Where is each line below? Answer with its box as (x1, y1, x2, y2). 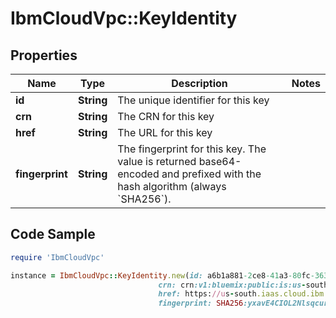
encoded (117, 167, 160, 181)
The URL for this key (117, 126, 213, 139)
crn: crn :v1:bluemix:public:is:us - (158, 280, 307, 290)
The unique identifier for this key (117, 93, 270, 107)
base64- (198, 155, 242, 168)
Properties (10, 47, 78, 64)
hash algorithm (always (117, 180, 227, 193)
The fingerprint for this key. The (117, 142, 267, 156)
